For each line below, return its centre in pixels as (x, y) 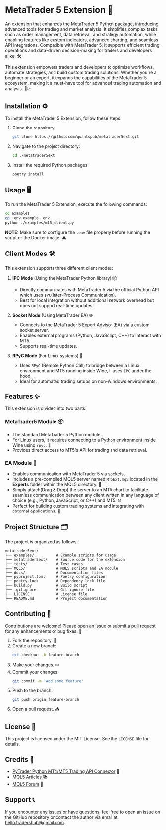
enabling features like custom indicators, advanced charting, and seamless (82, 40)
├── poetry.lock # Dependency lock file (55, 581)
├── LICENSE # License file (46, 594)
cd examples (17, 214)
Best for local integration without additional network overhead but (87, 300)
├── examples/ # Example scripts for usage (61, 555)
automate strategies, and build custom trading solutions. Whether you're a (81, 72)
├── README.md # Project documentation (56, 598)
